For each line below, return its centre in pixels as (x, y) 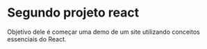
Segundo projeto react (73, 13)
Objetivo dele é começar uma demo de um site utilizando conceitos (104, 32)
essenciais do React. (37, 39)
